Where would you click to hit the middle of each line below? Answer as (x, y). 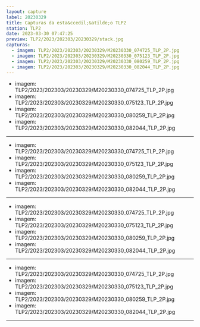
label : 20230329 (26, 17)
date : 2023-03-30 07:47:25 (40, 34)
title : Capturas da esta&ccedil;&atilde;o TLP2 (66, 23)
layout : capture (26, 12)
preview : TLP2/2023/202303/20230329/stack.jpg (65, 39)
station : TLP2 (24, 28)
